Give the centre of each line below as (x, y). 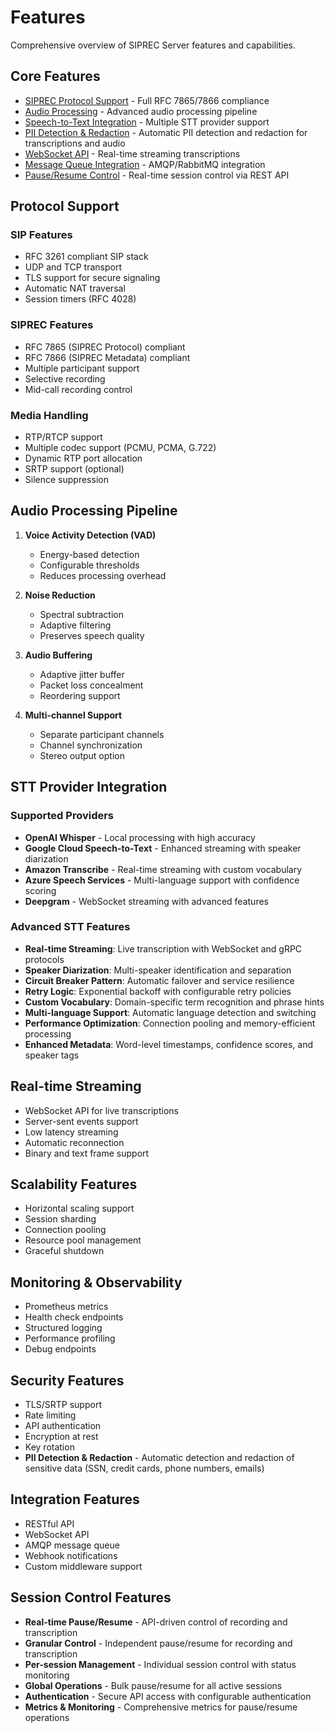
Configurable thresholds (89, 565)
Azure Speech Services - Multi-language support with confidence (162, 880)
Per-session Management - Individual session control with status (160, 1664)
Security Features (67, 1380)
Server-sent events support (81, 1121)
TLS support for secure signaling (92, 278)
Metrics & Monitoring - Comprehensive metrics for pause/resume (161, 1707)
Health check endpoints (74, 1317)
